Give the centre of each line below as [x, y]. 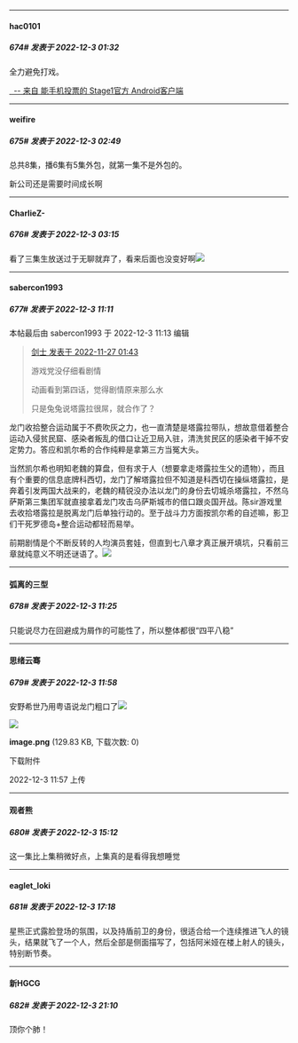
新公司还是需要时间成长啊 [56, 184]
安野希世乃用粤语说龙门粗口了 [63, 707]
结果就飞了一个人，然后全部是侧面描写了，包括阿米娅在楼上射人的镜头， [157, 942]
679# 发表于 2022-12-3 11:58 [63, 683]
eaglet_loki [30, 885]
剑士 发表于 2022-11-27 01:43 [85, 352]
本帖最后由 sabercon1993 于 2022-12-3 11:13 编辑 [99, 333]
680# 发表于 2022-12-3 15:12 [63, 832]
